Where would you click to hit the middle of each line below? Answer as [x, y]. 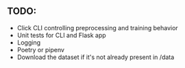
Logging [29, 42]
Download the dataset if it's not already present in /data [96, 57]
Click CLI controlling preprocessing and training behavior [97, 27]
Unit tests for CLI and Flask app [61, 35]
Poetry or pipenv [41, 49]
